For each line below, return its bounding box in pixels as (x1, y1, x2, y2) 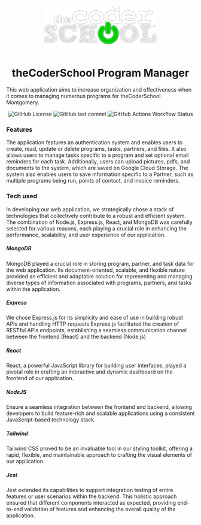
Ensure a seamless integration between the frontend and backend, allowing (6, 403, 193, 411)
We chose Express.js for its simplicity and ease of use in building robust (6, 314, 184, 321)
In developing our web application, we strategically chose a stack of (6, 205, 174, 213)
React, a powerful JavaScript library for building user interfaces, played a (6, 362, 187, 369)
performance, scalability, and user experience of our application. (6, 231, 166, 238)
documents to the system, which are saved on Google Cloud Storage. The (6, 165, 188, 172)
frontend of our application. (6, 375, 74, 382)
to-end (6, 506, 23, 513)
